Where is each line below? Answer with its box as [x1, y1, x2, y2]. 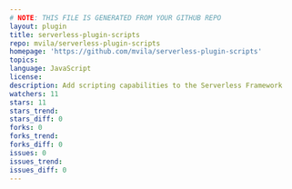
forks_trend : [9, 132, 59, 141]
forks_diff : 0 [9, 140, 64, 149]
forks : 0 [9, 124, 43, 133]
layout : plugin [9, 22, 67, 31]
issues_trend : [9, 156, 64, 166]
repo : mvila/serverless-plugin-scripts [9, 38, 161, 48]
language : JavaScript [9, 65, 92, 74]
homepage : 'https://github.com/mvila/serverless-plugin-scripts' [9, 47, 262, 56]
